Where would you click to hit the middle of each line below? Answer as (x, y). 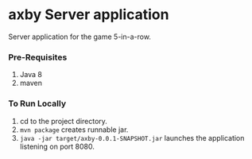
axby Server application (89, 15)
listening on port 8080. (57, 146)
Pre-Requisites (38, 57)
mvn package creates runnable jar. (74, 130)
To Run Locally (37, 103)
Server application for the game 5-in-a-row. (79, 37)
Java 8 (31, 75)
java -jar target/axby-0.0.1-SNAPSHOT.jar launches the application (132, 138)
